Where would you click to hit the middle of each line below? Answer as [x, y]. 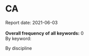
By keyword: [18, 38]
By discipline [19, 48]
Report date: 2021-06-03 [32, 22]
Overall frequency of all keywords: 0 [44, 33]
